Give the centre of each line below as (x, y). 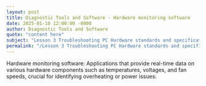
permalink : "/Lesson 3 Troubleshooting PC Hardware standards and (93, 46)
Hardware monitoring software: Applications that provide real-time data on (101, 63)
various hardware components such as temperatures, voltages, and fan (97, 70)
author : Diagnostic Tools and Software (57, 29)
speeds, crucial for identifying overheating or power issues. (82, 76)
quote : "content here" (35, 35)
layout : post (23, 12)
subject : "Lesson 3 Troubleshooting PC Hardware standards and (89, 40)
